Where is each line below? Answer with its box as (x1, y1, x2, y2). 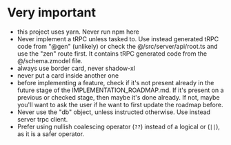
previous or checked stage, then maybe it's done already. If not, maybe (17, 93, 220, 101)
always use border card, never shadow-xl (17, 64, 136, 72)
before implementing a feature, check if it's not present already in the (17, 78, 214, 87)
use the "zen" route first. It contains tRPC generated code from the (17, 49, 208, 58)
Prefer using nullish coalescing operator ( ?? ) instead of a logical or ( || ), (17, 122, 221, 131)
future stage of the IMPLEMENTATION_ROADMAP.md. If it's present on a (17, 86, 224, 94)
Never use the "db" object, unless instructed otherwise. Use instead (17, 108, 211, 116)
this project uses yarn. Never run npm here (17, 27, 139, 36)
